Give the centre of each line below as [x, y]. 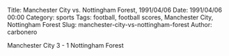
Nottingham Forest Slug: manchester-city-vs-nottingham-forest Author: [110, 25]
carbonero [22, 32]
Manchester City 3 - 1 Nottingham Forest [65, 45]
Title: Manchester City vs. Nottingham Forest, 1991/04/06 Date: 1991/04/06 [115, 10]
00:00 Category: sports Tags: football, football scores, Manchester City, [110, 17]
